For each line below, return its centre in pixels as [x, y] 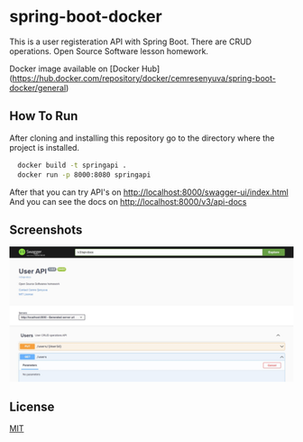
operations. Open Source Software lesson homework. [109, 51]
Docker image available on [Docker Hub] [85, 69]
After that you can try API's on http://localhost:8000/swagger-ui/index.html [149, 192]
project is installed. [44, 147]
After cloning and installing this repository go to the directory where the [142, 138]
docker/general [38, 87]
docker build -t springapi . [72, 165]
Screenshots [46, 230]
